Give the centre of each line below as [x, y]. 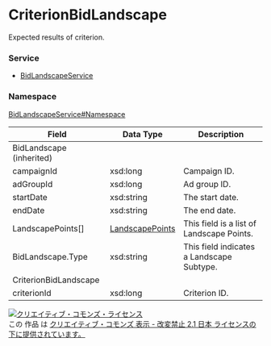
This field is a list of [219, 223]
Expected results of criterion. [56, 37]
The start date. [211, 197]
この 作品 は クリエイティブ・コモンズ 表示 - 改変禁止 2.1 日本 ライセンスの [132, 323]
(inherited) [32, 157]
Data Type [142, 134]
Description [221, 134]
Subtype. [200, 266]
